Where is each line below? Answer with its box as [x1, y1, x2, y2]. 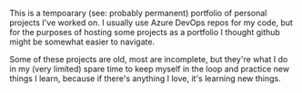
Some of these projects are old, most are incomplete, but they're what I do [9, 54, 288, 64]
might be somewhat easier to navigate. [9, 36, 156, 47]
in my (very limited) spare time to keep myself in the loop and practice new [9, 63, 289, 74]
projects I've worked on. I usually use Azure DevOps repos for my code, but [9, 17, 294, 28]
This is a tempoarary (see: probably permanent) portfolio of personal [9, 8, 267, 18]
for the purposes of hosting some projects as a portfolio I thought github [9, 27, 280, 37]
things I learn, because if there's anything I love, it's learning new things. [9, 73, 282, 84]
